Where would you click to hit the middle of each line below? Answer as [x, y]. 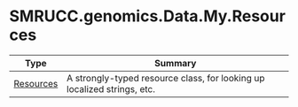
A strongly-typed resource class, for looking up [165, 78]
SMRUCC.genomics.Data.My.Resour [148, 16]
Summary [176, 63]
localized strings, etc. [110, 88]
